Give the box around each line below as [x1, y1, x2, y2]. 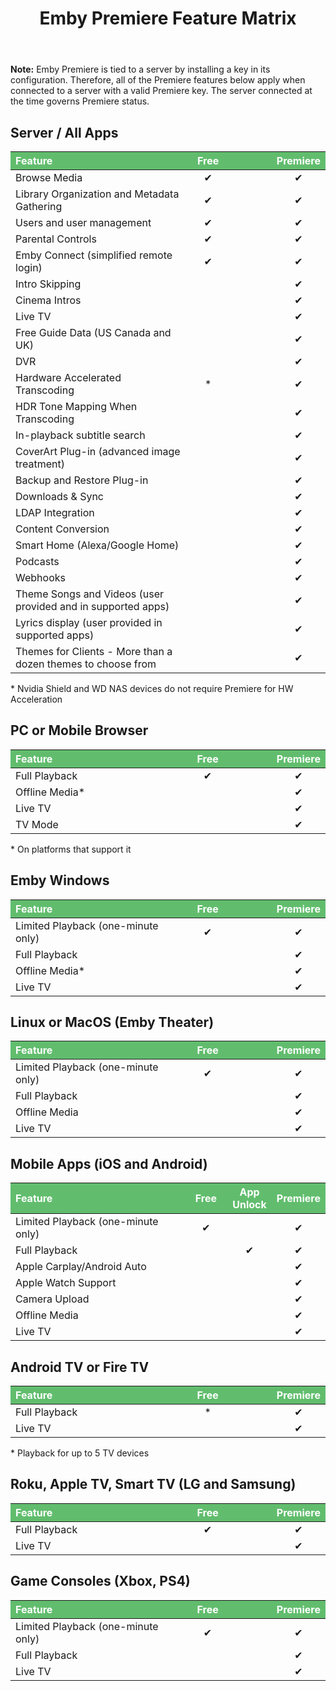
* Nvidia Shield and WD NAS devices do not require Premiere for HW [10, 683, 294, 694]
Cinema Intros [15, 293, 82, 307]
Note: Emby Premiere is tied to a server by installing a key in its [10, 63, 271, 76]
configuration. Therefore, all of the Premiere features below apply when [10, 74, 306, 86]
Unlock [232, 1198, 267, 1212]
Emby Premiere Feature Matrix [39, 7, 297, 30]
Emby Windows [10, 872, 110, 889]
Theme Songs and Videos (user [15, 587, 165, 601]
